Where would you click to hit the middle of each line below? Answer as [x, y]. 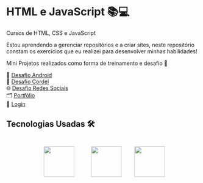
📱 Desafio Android [29, 75]
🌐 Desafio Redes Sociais [37, 88]
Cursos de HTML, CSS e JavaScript [51, 33]
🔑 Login [16, 104]
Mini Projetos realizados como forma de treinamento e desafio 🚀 [87, 63]
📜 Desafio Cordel [28, 81]
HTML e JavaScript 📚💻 [68, 12]
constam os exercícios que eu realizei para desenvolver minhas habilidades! [102, 51]
